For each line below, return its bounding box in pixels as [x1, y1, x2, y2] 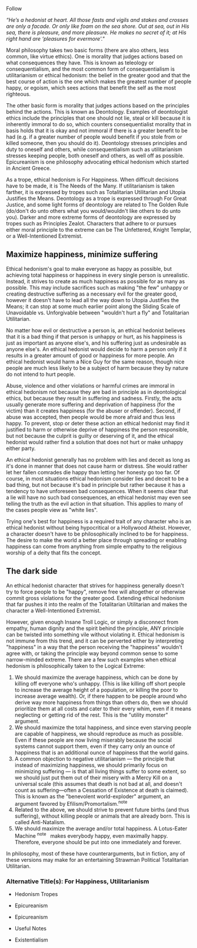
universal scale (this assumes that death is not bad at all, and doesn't [14, 780, 182, 787]
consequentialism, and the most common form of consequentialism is [6, 65, 175, 73]
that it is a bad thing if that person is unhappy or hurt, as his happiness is [6, 333, 182, 340]
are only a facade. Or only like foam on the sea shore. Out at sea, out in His [6, 23, 189, 29]
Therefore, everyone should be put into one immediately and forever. [14, 838, 182, 845]
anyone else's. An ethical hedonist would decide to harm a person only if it [6, 345, 187, 353]
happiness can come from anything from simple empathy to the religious [6, 543, 182, 550]
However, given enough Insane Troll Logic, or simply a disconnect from [6, 618, 179, 625]
